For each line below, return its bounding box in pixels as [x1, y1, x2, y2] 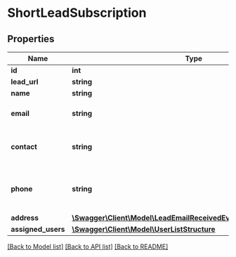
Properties [7, 33, 55, 45]
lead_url [11, 77, 39, 86]
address [11, 213, 39, 223]
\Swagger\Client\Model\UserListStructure [72, 225, 216, 234]
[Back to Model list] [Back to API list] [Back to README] [7, 242, 169, 251]
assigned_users [11, 225, 65, 234]
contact [11, 142, 37, 152]
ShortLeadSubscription [7, 5, 147, 21]
